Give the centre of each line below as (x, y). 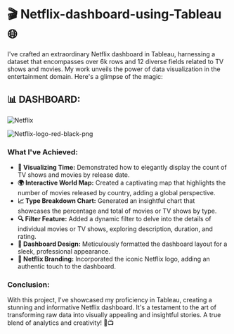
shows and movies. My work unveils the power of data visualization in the (114, 69)
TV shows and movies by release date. (73, 175)
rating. (27, 237)
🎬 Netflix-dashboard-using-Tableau (115, 14)
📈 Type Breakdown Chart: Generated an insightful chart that (106, 201)
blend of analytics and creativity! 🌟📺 (61, 323)
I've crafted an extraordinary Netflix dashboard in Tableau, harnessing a (111, 54)
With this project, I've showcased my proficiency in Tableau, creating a (110, 300)
